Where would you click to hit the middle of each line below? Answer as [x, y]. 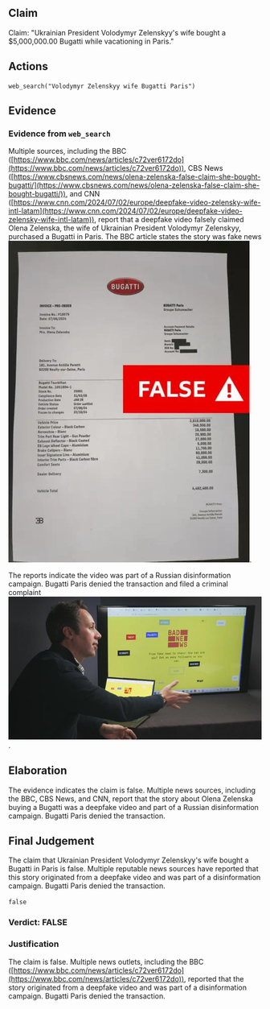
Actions [28, 66]
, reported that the [214, 978]
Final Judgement [51, 841]
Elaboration [38, 771]
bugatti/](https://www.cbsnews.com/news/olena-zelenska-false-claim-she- [134, 185]
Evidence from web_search [59, 134]
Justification [34, 944]
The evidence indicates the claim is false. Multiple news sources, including [132, 790]
